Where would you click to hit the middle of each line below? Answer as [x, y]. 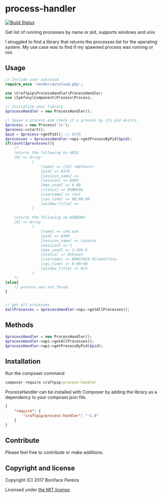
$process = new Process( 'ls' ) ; [38, 125]
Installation [23, 361]
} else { [12, 282]
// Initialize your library [34, 107]
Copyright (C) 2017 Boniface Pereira [42, 480]
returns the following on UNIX [46, 153]
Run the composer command [35, 373]
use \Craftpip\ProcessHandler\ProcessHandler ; [54, 93]
